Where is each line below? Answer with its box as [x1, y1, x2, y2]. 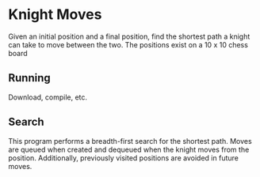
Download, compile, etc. [8, 92, 88, 102]
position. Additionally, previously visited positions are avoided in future [8, 153, 239, 163]
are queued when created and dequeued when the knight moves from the [8, 145, 250, 154]
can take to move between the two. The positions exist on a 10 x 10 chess [8, 40, 248, 49]
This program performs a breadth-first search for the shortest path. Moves [8, 136, 252, 145]
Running [8, 71, 52, 85]
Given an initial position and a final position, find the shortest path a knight [8, 32, 250, 41]
